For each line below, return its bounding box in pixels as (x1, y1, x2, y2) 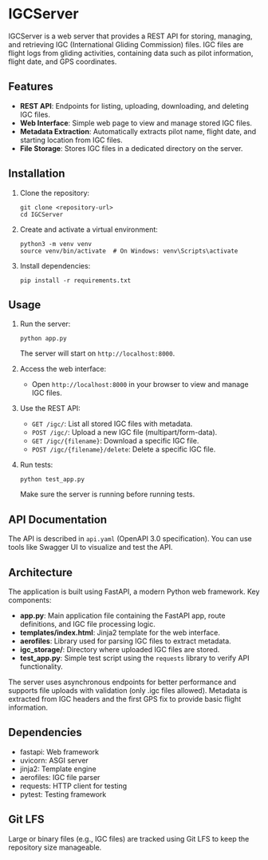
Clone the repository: (19, 188, 90, 197)
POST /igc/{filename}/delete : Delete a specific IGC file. (31, 444, 216, 454)
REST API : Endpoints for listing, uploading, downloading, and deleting (19, 101, 249, 110)
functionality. (19, 662, 63, 671)
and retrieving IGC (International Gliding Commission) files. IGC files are (8, 39, 244, 49)
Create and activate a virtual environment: (19, 225, 158, 234)
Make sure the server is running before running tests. (19, 489, 195, 500)
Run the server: (19, 319, 71, 328)
